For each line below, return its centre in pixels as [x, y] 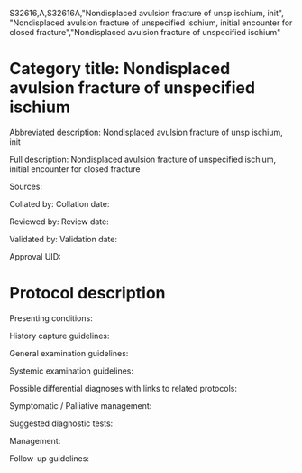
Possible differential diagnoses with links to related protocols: [123, 388]
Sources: [26, 186]
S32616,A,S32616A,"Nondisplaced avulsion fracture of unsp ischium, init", [146, 13]
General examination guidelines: [69, 353]
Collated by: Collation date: [59, 203]
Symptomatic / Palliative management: [81, 405]
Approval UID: [35, 256]
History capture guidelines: [59, 336]
